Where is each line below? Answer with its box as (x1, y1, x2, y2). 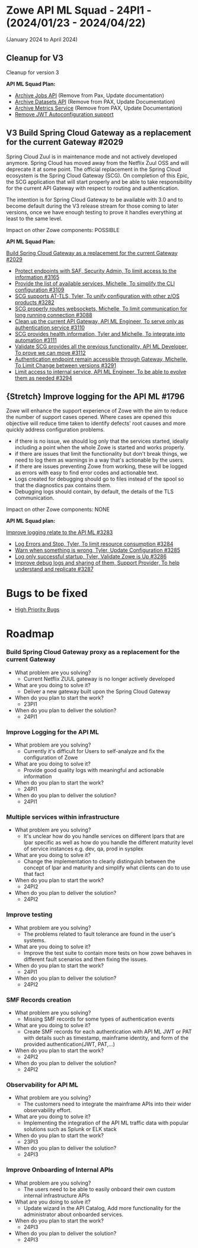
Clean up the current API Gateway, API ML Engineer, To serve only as (14, 317, 184, 325)
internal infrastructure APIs (23, 1192, 90, 1199)
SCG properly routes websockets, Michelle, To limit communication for (14, 305, 188, 312)
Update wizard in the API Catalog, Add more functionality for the (23, 1204, 181, 1211)
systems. (23, 936, 46, 944)
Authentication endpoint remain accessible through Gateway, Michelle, (14, 355, 188, 363)
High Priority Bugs (14, 606, 60, 613)
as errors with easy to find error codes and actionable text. (14, 469, 159, 477)
